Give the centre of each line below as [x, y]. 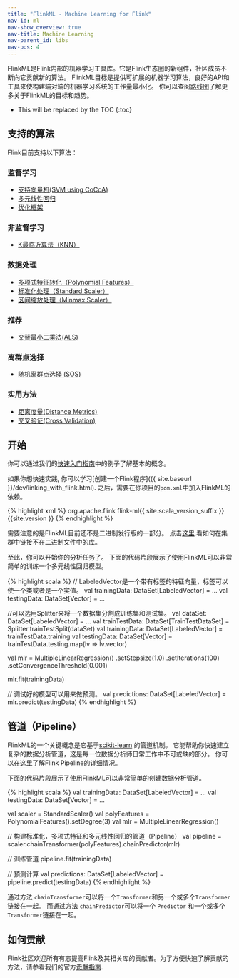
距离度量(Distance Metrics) [57, 411]
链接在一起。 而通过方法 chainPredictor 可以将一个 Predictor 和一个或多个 [117, 906]
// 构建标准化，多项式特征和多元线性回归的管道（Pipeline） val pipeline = [115, 836]
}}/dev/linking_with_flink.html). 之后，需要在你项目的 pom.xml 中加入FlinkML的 [119, 488]
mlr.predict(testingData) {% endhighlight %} [72, 702]
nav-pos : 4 [24, 47]
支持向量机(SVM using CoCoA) [63, 189]
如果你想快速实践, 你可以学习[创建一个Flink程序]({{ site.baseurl [100, 479]
